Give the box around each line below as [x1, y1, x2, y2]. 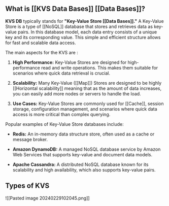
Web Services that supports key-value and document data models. [12, 151, 153, 157]
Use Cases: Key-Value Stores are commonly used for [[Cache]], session [12, 100, 164, 107]
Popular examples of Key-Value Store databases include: [5, 121, 124, 127]
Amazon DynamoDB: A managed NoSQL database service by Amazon [12, 146, 161, 152]
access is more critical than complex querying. [12, 111, 111, 117]
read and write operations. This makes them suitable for [41, 64, 158, 71]
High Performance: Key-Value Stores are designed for [12, 59, 127, 65]
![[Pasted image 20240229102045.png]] [5, 195, 90, 201]
